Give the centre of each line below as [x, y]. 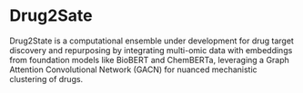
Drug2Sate [51, 16]
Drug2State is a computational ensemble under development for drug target [151, 41]
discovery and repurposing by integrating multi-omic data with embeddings [151, 50]
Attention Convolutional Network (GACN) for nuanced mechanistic [133, 70]
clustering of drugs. [46, 79]
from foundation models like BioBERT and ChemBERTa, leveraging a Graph [149, 60]
